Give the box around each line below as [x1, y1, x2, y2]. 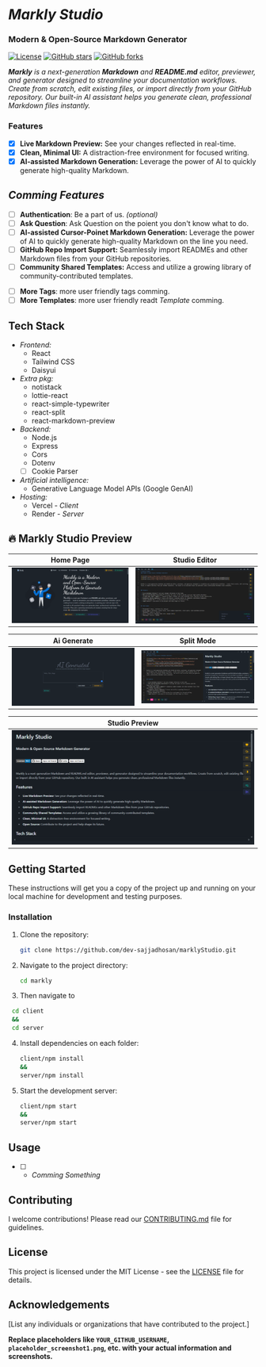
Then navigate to [19, 991, 75, 1001]
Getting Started [8, 863, 86, 876]
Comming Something [31, 1170, 101, 1180]
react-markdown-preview [31, 416, 116, 426]
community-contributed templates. [19, 271, 133, 281]
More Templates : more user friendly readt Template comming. [19, 296, 224, 305]
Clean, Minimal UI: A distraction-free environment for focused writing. [19, 147, 249, 157]
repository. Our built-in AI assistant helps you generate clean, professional [8, 93, 252, 102]
